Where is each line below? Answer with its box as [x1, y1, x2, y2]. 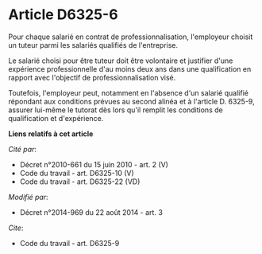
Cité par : [8, 144, 37, 154]
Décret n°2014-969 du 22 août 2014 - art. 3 [19, 207, 163, 217]
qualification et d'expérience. [8, 113, 104, 123]
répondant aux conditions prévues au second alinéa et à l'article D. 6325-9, [8, 96, 256, 106]
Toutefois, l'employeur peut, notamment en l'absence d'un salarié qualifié [8, 88, 249, 97]
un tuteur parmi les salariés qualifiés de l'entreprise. [8, 40, 179, 49]
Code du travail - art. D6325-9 [19, 238, 120, 248]
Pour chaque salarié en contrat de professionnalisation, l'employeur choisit [8, 32, 253, 41]
